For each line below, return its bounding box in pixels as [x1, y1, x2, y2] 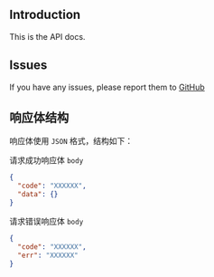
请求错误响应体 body [9, 215, 84, 226]
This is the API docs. [9, 31, 86, 42]
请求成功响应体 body [9, 155, 84, 166]
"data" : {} [17, 190, 59, 199]
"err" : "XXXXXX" [17, 251, 79, 260]
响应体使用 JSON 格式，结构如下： [9, 136, 134, 147]
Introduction [9, 7, 81, 23]
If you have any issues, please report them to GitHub [9, 81, 205, 92]
